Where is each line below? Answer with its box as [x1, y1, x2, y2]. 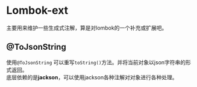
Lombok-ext [6, 4, 69, 17]
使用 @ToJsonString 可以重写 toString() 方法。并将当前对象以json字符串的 [6, 58, 186, 66]
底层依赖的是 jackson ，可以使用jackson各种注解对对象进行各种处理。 [6, 73, 178, 81]
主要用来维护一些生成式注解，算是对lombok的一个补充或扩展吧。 [6, 24, 167, 31]
